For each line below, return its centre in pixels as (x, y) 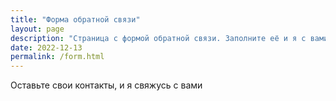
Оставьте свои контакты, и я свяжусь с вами (106, 85)
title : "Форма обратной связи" (75, 19)
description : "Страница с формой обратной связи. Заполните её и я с (158, 38)
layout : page (37, 29)
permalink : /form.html (57, 57)
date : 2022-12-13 (46, 47)
